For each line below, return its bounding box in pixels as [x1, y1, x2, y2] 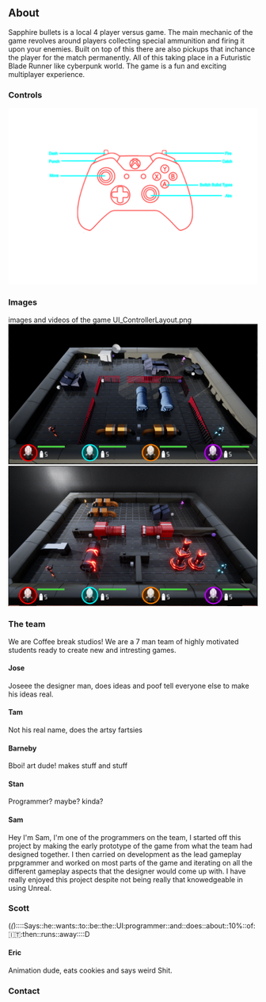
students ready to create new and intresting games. [8, 645, 177, 655]
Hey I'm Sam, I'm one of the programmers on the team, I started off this [8, 832, 241, 842]
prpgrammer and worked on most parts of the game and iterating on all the [8, 858, 253, 867]
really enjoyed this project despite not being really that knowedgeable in [8, 874, 244, 884]
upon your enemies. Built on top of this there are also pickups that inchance [8, 44, 256, 54]
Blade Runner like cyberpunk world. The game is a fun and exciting [8, 61, 227, 71]
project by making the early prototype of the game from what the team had [8, 841, 253, 850]
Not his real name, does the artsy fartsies [8, 725, 143, 735]
